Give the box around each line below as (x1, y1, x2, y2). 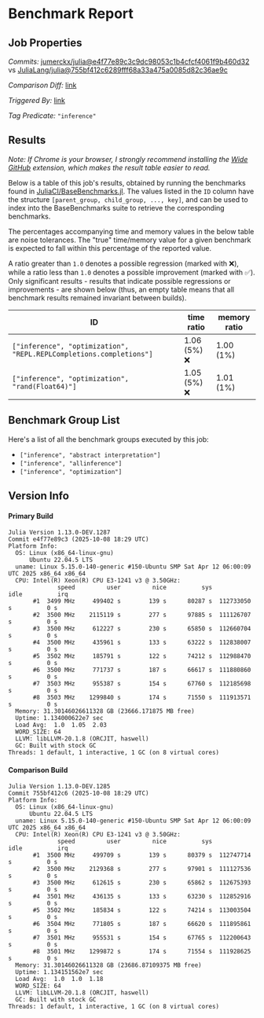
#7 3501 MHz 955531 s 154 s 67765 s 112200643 (32, 934, 251, 942)
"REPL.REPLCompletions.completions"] (12, 349, 153, 358)
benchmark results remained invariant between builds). (8, 292, 187, 303)
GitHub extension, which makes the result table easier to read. (8, 163, 211, 172)
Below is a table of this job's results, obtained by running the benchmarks (8, 178, 246, 187)
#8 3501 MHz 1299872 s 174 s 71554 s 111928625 (32, 948, 251, 956)
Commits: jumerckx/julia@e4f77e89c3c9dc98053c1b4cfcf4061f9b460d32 (8, 57, 250, 66)
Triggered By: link (8, 96, 65, 105)
